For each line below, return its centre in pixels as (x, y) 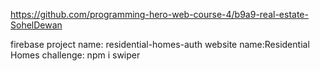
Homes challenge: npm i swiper (75, 55)
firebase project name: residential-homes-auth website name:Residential (160, 44)
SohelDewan (36, 25)
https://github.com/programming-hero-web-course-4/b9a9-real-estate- (159, 14)
